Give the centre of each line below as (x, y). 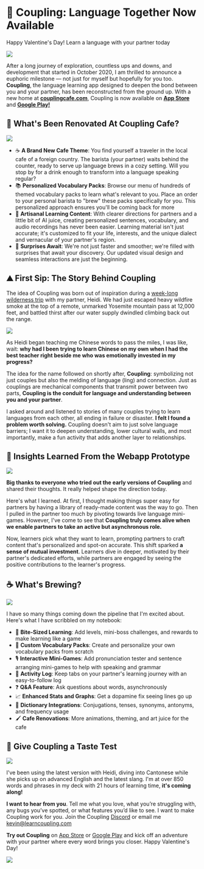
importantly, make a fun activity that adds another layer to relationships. (97, 437)
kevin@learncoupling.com (39, 823)
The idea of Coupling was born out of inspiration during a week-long (92, 293)
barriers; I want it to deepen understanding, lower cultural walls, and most (99, 431)
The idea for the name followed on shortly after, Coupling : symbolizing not (100, 373)
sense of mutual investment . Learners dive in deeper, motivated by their (98, 551)
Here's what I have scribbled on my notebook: (64, 620)
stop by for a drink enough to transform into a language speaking (97, 172)
